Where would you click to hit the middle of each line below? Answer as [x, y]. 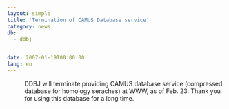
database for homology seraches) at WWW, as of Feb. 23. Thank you [122, 91]
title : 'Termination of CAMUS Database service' [78, 20]
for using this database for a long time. [79, 98]
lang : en [20, 64]
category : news [29, 26]
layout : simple [29, 13]
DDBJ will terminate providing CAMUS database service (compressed [123, 83]
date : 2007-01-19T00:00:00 [46, 58]
